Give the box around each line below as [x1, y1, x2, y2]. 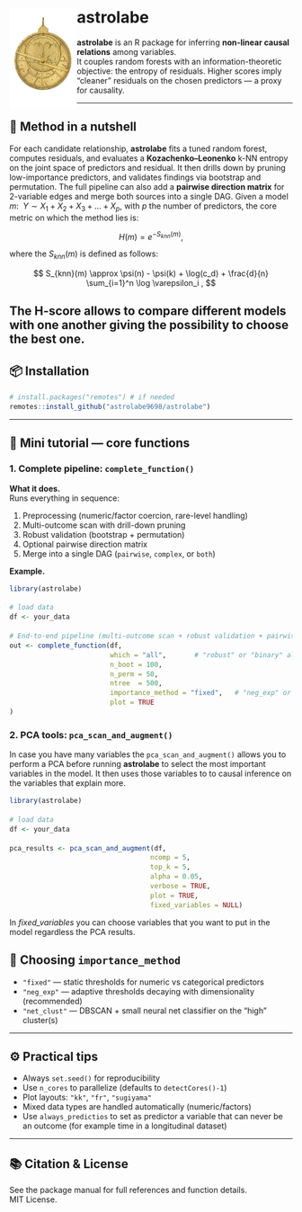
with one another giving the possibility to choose [9, 317, 289, 333]
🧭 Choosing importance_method [9, 952, 182, 968]
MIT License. [9, 1194, 58, 1205]
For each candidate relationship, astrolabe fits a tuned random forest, [9, 143, 268, 154]
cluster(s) [22, 1014, 58, 1025]
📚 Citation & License [9, 1156, 129, 1172]
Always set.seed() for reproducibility [22, 1073, 160, 1083]
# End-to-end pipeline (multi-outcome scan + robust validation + [9, 632, 263, 641]
